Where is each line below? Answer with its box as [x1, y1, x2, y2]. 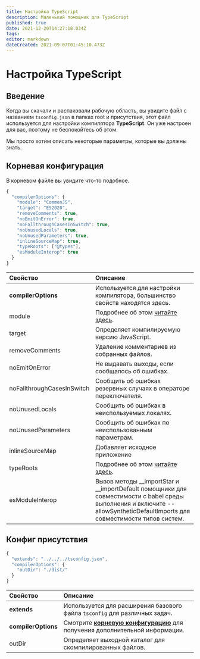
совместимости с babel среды [95, 492, 185, 500]
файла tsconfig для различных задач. [63, 609, 173, 617]
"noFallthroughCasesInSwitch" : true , [17, 221, 111, 227]
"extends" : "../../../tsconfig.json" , [11, 556, 108, 562]
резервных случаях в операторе [95, 384, 190, 392]
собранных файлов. [95, 349, 152, 358]
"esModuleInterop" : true [17, 249, 79, 255]
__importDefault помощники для [95, 485, 187, 493]
